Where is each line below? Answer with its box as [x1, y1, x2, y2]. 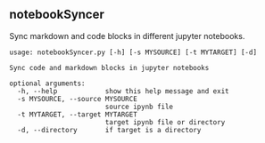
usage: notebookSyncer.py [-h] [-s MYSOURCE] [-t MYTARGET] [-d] [9, 48, 257, 57]
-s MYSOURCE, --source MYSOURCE [17, 94, 138, 103]
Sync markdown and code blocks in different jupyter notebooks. [9, 30, 245, 41]
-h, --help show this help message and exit [17, 86, 229, 96]
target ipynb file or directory [104, 117, 226, 127]
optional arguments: [9, 79, 87, 88]
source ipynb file [104, 102, 174, 111]
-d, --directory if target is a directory [17, 125, 202, 134]
